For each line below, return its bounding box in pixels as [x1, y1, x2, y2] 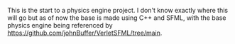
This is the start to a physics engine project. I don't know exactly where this [7, 6, 229, 14]
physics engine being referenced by [7, 21, 113, 29]
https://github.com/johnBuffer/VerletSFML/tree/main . [7, 28, 163, 37]
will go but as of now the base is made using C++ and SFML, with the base [7, 13, 226, 22]
